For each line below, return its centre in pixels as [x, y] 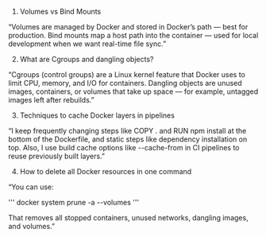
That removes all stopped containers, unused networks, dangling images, [128, 218]
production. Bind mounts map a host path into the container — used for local [133, 35]
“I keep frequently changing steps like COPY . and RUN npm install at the [127, 131]
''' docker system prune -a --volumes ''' [74, 202]
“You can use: [31, 187]
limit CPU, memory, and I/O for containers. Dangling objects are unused [125, 83]
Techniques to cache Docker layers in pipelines [97, 115]
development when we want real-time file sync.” [87, 44]
